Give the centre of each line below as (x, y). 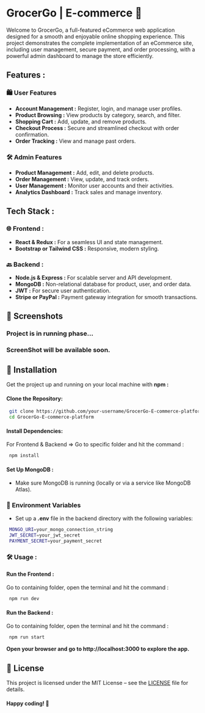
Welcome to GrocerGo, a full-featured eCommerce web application (91, 30)
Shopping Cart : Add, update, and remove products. (81, 121)
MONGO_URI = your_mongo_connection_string (61, 530)
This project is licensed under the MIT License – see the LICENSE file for (97, 683)
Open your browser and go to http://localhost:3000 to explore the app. (98, 649)
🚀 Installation (32, 370)
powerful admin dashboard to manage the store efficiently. (80, 56)
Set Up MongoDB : (30, 469)
